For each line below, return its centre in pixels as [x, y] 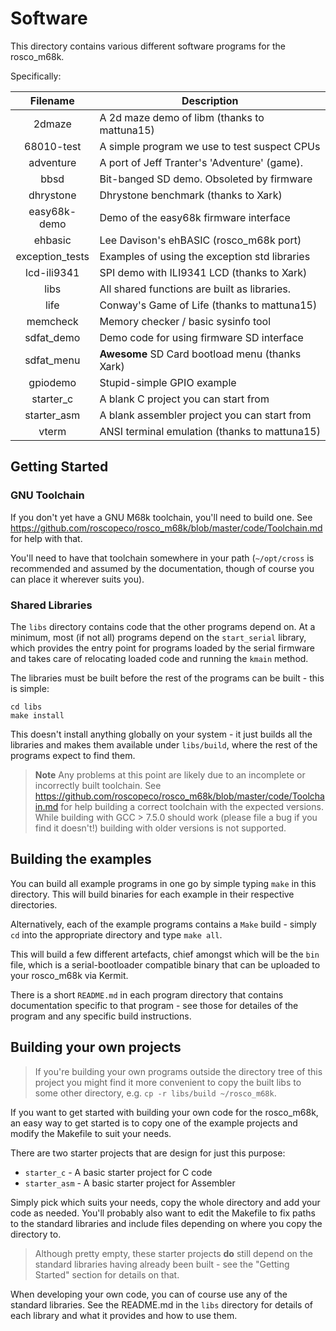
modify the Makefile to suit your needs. [91, 1133]
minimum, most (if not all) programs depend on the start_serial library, [158, 637]
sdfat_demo [52, 337]
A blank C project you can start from [184, 399]
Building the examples [81, 859]
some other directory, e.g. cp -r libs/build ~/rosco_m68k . [155, 1093]
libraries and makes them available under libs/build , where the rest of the [164, 744]
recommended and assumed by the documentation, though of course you [162, 568]
